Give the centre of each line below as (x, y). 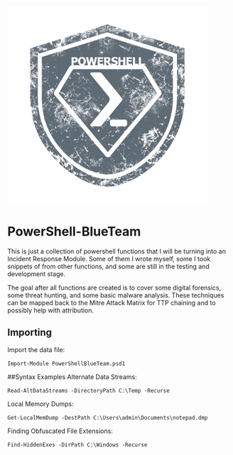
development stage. (37, 274)
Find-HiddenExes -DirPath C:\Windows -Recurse (77, 445)
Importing (29, 333)
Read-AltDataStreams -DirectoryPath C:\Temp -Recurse (89, 390)
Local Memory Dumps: (41, 404)
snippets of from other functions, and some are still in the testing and (108, 266)
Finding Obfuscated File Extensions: (60, 431)
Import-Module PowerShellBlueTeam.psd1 (66, 363)
